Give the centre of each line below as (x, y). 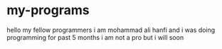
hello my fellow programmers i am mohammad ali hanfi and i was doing (111, 30)
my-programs (48, 10)
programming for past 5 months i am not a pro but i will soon (95, 37)
